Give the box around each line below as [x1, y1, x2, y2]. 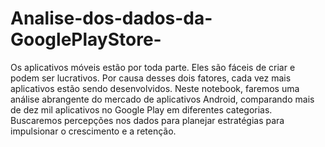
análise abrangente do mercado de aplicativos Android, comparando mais [10, 93, 315, 105]
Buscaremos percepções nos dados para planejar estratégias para [10, 114, 285, 126]
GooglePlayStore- [10, 28, 162, 51]
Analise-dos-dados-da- [10, 7, 213, 30]
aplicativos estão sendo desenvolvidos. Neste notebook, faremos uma [10, 82, 300, 94]
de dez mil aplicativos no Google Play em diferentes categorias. [10, 103, 273, 116]
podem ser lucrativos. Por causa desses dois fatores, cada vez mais [10, 72, 292, 84]
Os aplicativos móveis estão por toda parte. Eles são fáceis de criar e [10, 61, 296, 73]
